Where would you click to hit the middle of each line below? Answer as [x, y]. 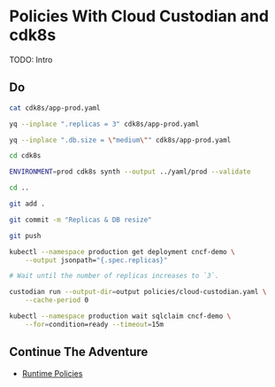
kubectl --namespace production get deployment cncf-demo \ [122, 252]
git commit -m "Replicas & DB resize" [80, 220]
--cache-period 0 [57, 300]
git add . [27, 204]
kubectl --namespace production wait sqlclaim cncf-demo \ [120, 316]
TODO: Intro [31, 59]
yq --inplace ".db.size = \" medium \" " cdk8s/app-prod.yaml [120, 140]
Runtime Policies [52, 373]
